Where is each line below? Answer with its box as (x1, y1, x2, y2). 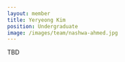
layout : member (7, 10, 51, 17)
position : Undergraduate (7, 23, 78, 30)
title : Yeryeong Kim (7, 17, 67, 23)
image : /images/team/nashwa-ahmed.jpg (7, 29, 118, 37)
